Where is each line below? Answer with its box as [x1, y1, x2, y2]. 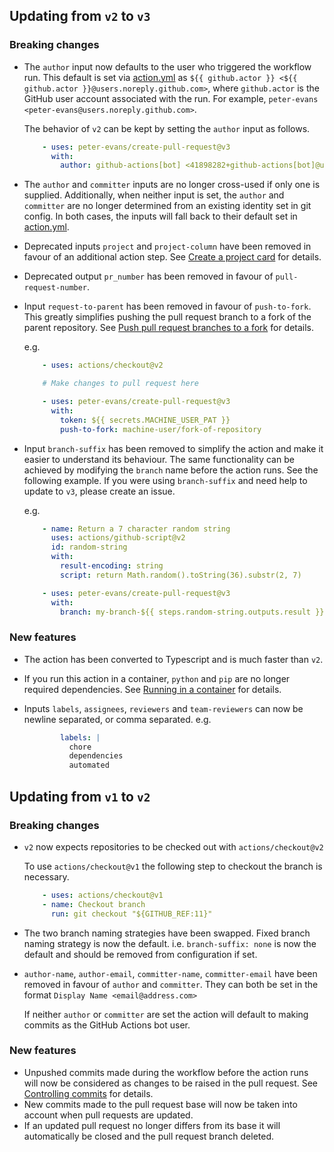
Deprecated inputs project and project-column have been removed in [23, 240, 312, 253]
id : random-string [50, 542, 128, 553]
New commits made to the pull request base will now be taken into [23, 1098, 298, 1110]
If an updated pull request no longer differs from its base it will [23, 1119, 281, 1131]
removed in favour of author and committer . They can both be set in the [23, 978, 319, 990]
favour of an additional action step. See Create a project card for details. [23, 251, 322, 263]
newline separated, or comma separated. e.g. [23, 713, 212, 725]
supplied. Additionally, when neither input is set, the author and [23, 189, 285, 201]
